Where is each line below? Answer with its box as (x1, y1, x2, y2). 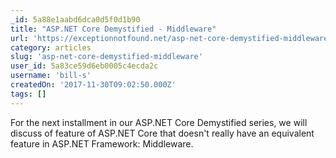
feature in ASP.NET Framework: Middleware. (10, 137, 194, 150)
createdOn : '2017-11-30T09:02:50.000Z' (10, 80, 177, 90)
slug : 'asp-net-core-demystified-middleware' (10, 52, 203, 62)
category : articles (10, 42, 92, 53)
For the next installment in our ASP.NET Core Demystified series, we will (10, 116, 308, 128)
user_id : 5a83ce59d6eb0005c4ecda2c (10, 61, 159, 71)
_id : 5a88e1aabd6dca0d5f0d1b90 (10, 14, 141, 25)
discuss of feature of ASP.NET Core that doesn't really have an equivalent (10, 127, 315, 139)
